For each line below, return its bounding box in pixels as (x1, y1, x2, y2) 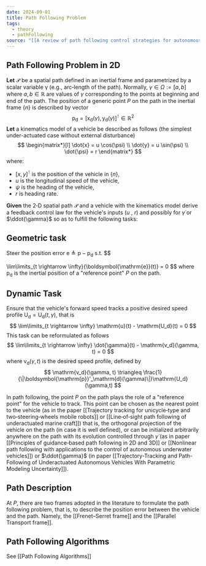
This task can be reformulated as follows (6, 332, 109, 339)
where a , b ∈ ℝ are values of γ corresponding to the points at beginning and (6, 90, 199, 98)
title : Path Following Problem (6, 15, 86, 21)
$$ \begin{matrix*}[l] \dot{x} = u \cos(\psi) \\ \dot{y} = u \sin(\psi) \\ (17, 142, 189, 149)
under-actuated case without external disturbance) (6, 132, 135, 139)
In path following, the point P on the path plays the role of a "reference (6, 393, 185, 400)
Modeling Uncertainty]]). (6, 465, 69, 472)
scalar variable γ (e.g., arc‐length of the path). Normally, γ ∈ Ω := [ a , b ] (6, 83, 187, 91)
